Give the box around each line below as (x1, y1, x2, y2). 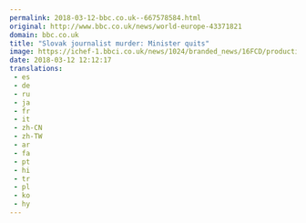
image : (9, 47, 35, 56)
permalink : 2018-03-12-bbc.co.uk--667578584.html (9, 13, 202, 23)
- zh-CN (13, 124, 43, 133)
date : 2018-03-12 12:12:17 (9, 56, 112, 65)
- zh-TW (13, 132, 43, 141)
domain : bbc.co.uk (9, 30, 79, 39)
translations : (9, 65, 64, 74)
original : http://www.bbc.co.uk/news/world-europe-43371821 (9, 22, 243, 31)
